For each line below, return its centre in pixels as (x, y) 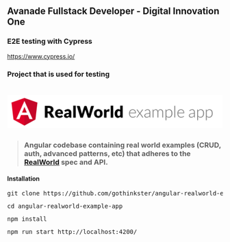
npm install (27, 219)
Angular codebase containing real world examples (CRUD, (122, 145)
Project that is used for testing (59, 74)
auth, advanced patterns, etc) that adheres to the (107, 153)
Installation (23, 178)
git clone (23, 193)
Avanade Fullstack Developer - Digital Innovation (113, 11)
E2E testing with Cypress (50, 42)
